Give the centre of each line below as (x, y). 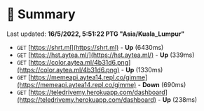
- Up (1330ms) (142, 70)
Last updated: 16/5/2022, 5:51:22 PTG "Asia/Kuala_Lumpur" (96, 34)
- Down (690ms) (162, 84)
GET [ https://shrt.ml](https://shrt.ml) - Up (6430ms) (90, 47)
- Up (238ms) (178, 99)
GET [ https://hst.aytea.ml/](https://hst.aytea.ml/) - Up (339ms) (106, 55)
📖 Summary (41, 14)
